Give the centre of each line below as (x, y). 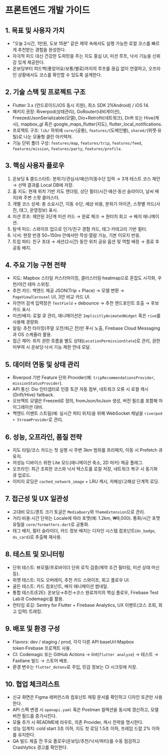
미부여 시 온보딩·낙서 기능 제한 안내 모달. (52, 347)
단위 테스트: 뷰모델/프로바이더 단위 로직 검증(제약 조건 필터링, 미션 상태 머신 (86, 567)
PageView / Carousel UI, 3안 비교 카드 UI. (51, 297)
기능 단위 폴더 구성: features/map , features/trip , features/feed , (77, 143)
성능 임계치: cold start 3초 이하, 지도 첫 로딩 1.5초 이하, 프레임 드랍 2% (81, 728)
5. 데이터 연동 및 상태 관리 (42, 364)
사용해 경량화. (26, 322)
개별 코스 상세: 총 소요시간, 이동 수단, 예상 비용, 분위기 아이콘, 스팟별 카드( (84, 203)
